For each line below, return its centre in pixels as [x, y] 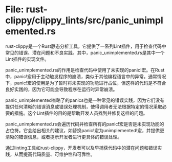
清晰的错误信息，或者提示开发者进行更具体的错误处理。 [63, 137]
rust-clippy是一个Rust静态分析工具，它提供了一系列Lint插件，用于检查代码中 [86, 46]
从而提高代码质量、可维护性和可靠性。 [55, 154]
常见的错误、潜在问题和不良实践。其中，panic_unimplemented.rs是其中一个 [85, 52]
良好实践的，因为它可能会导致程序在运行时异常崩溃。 [61, 89]
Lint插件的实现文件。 [27, 59]
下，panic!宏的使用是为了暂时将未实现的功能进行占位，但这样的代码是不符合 [86, 83]
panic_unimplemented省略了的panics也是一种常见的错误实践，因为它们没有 [85, 100]
